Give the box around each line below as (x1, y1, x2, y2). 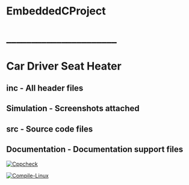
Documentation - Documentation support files (6, 144, 184, 154)
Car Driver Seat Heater (6, 59, 122, 73)
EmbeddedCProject (6, 4, 107, 18)
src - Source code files (6, 124, 93, 134)
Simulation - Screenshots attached (6, 103, 140, 114)
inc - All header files (6, 83, 84, 93)
